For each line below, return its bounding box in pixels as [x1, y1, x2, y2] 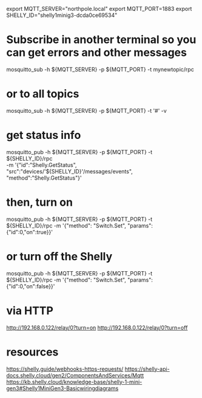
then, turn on [6, 195, 73, 209]
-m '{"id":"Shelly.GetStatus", [6, 161, 77, 169]
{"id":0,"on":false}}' [6, 282, 55, 290]
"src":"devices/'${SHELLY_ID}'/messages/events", [6, 167, 133, 175]
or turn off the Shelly [6, 249, 113, 263]
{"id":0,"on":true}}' [6, 228, 53, 235]
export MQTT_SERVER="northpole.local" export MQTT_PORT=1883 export [6, 5, 192, 12]
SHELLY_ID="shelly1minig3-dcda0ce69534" [6, 12, 118, 19]
